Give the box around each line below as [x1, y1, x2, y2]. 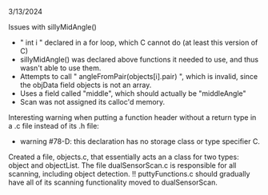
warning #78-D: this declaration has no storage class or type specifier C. [19, 137, 260, 146]
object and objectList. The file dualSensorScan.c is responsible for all [8, 161, 237, 170]
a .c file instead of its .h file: [8, 121, 100, 130]
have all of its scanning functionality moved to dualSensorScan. [8, 177, 218, 187]
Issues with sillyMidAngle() [8, 22, 98, 31]
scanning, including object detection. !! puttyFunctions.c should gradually [8, 169, 250, 178]
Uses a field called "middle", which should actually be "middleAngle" [19, 89, 246, 98]
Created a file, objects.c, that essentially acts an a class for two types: [8, 152, 239, 161]
